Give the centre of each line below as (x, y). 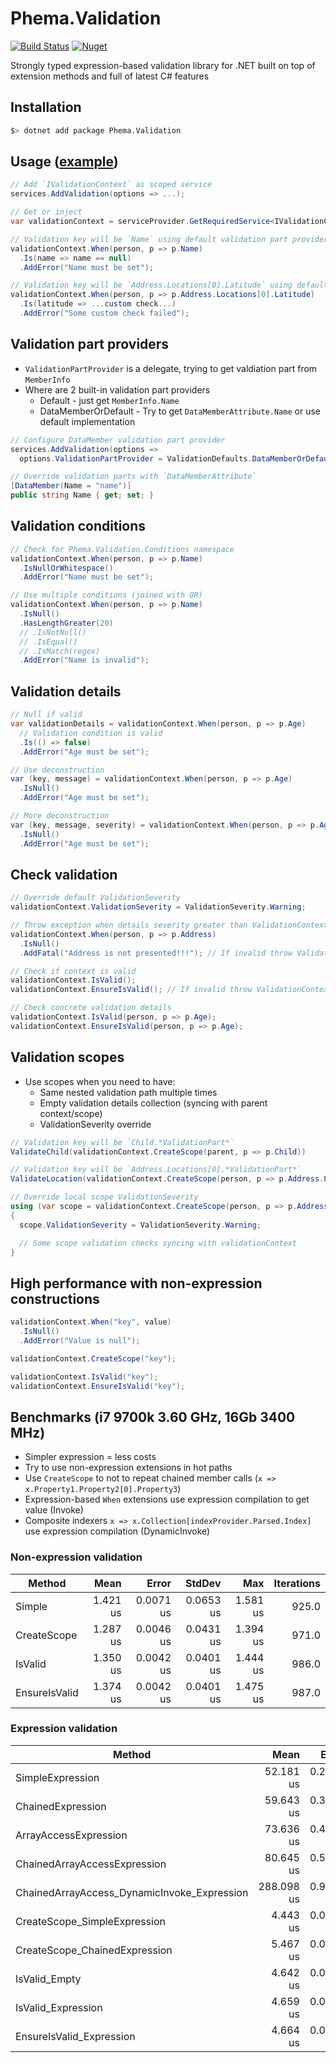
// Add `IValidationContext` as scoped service (111, 185)
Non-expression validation (76, 1557)
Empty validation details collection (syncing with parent (153, 1103)
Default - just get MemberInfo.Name (109, 400)
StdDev (203, 1583)
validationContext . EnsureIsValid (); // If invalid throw (131, 990)
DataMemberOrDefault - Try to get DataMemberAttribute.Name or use (180, 411)
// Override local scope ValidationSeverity (104, 1197)
